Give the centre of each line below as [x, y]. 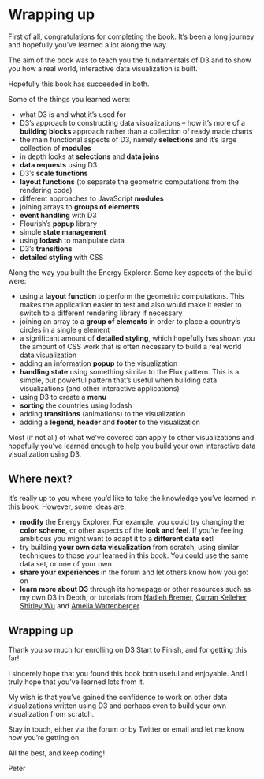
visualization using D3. [45, 454]
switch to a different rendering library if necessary [101, 313]
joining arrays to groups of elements [79, 206]
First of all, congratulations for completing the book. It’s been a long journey [131, 36]
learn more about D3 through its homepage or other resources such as [135, 589]
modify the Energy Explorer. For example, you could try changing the [132, 521]
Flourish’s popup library [58, 224]
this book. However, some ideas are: [67, 506]
